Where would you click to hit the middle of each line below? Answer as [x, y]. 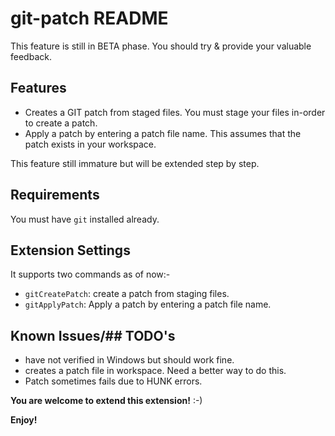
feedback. [31, 56]
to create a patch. [61, 123]
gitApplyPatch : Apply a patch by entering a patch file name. [148, 304]
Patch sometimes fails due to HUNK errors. [113, 381]
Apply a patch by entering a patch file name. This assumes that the [163, 133]
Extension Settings [70, 250]
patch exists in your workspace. [90, 144]
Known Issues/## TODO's [93, 335]
